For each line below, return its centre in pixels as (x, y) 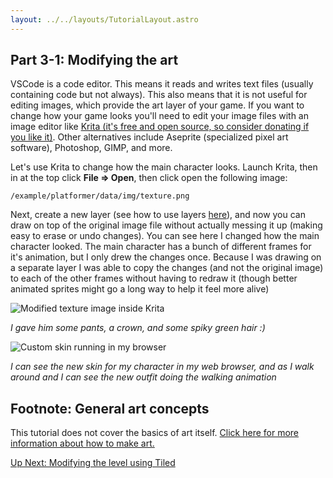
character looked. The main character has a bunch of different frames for (161, 247)
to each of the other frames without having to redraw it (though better (154, 278)
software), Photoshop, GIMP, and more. (91, 148)
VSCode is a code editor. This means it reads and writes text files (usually (162, 84)
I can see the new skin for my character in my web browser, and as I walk (162, 367)
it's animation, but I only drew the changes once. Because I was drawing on (166, 257)
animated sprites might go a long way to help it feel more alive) (140, 289)
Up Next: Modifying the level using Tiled (93, 463)
